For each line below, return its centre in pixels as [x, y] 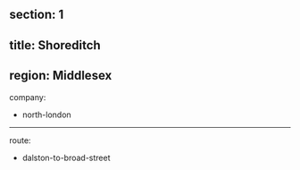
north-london [46, 115]
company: [28, 97]
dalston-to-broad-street [66, 157]
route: [20, 140]
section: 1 [37, 15]
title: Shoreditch [55, 45]
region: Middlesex [61, 76]
